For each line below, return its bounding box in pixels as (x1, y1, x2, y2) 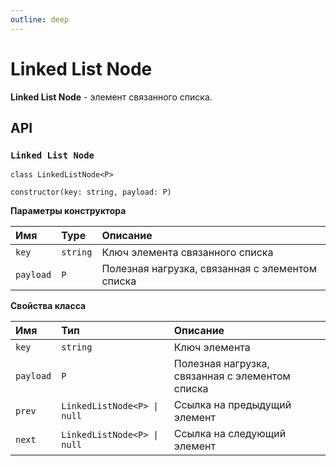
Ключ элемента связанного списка (101, 246, 274, 260)
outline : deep (10, 14, 70, 25)
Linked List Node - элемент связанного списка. (10, 91, 213, 103)
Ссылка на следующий (173, 427, 287, 441)
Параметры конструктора (10, 205, 127, 217)
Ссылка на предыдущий (173, 398, 292, 412)
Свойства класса (10, 300, 87, 312)
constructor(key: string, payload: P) (10, 187, 172, 198)
